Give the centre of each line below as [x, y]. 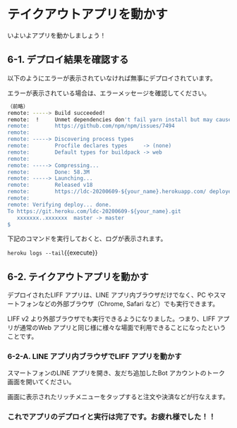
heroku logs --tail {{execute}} [53, 253]
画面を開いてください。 [41, 382]
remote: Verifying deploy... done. [60, 204]
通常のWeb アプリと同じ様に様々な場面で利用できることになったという [123, 328]
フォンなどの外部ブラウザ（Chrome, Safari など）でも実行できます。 [119, 304]
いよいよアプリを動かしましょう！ [57, 35]
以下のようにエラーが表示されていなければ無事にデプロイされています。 [112, 78]
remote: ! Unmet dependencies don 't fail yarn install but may [110, 120]
